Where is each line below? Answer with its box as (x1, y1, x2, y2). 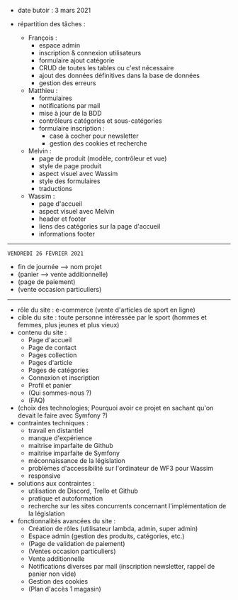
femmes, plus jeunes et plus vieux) (17, 321, 120, 329)
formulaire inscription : (38, 124, 105, 132)
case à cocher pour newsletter (49, 131, 139, 140)
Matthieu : (28, 87, 58, 94)
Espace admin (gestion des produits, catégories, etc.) (28, 532, 185, 540)
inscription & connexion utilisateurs (38, 49, 142, 57)
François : (28, 33, 57, 42)
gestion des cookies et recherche (49, 139, 147, 148)
